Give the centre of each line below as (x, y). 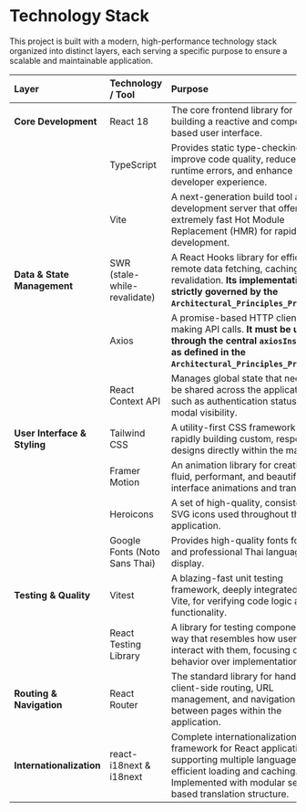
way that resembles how (223, 638)
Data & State (42, 274)
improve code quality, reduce (234, 159)
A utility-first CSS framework (233, 427)
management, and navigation (233, 699)
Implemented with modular (228, 782)
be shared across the (216, 389)
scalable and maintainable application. (81, 60)
